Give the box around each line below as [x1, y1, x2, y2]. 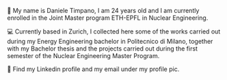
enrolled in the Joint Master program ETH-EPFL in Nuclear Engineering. [7, 14, 209, 22]
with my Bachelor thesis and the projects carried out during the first [7, 44, 198, 53]
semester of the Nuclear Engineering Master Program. [7, 52, 160, 59]
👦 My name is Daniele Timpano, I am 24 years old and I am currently [7, 7, 200, 14]
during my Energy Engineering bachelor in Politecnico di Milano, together [7, 38, 213, 45]
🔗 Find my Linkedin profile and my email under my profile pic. [7, 65, 180, 73]
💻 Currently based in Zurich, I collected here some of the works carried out [7, 27, 221, 36]
